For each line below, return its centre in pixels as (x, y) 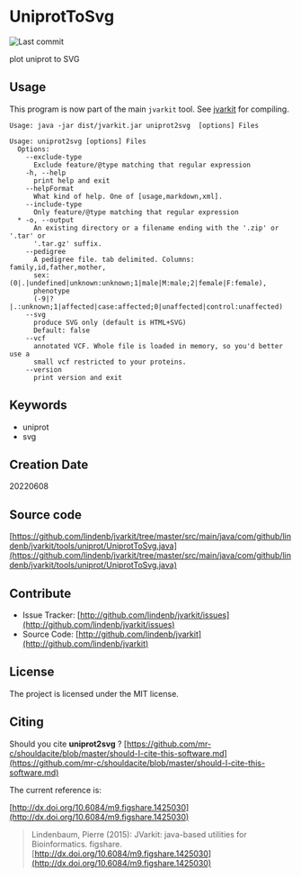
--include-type (54, 204)
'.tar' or (28, 236)
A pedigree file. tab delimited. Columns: (114, 259)
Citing (27, 722)
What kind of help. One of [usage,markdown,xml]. (128, 196)
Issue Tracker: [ (51, 615)
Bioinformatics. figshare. (77, 844)
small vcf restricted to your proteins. (110, 362)
